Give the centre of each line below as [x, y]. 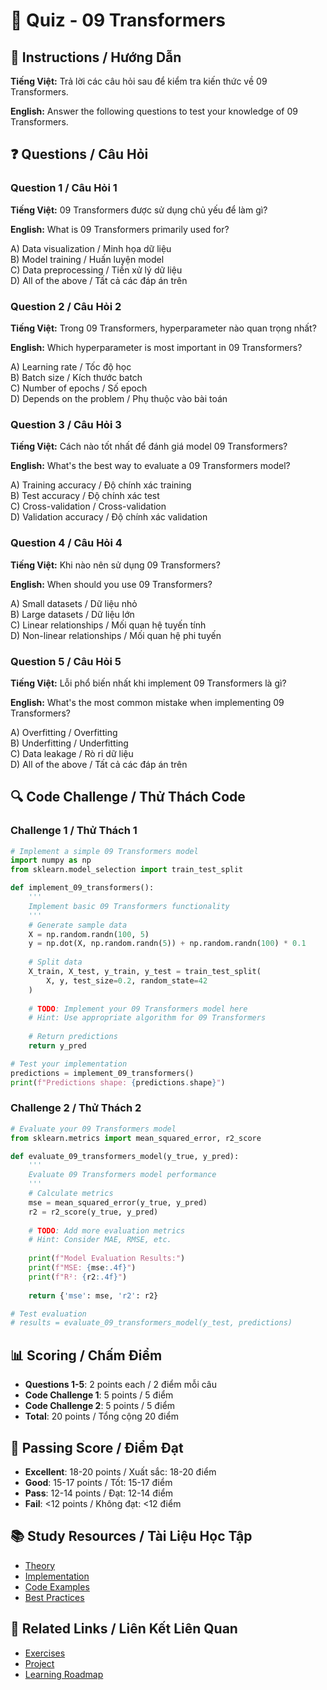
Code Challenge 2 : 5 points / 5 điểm [100, 1406]
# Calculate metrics [71, 1194]
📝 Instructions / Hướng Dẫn [96, 57]
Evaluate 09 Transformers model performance [122, 1175]
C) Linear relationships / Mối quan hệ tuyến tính [108, 625]
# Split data [55, 962]
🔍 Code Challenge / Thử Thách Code [128, 797]
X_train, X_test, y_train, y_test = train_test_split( [145, 972]
